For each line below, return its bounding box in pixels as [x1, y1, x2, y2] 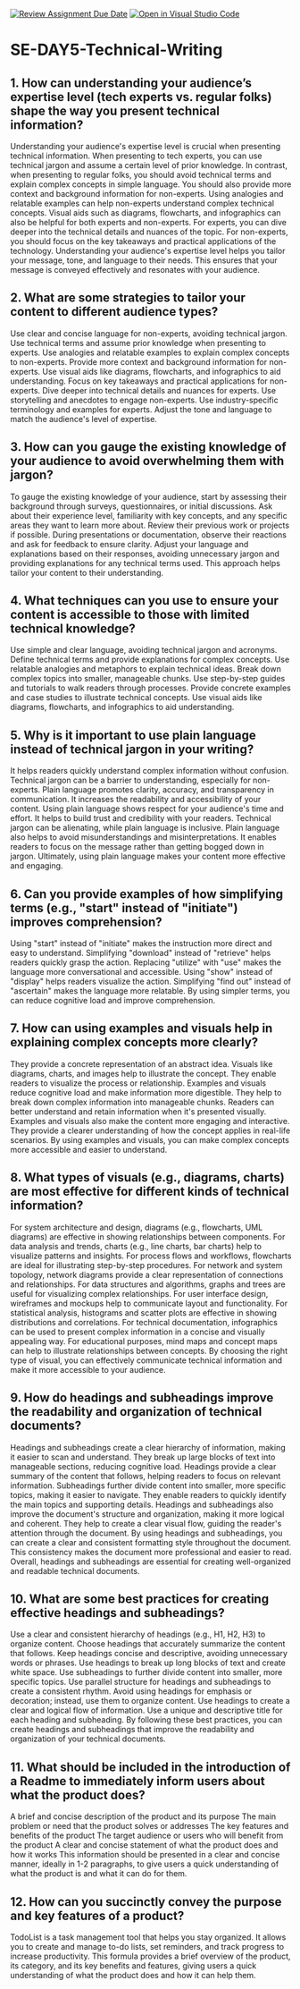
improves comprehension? [10, 914, 163, 929]
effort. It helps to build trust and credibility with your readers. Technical [10, 813, 271, 824]
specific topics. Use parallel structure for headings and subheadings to [10, 1677, 271, 1688]
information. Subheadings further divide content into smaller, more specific [10, 1480, 287, 1491]
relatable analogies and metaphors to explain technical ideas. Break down [10, 664, 282, 674]
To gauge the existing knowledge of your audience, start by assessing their [10, 491, 287, 502]
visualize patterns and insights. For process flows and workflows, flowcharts [10, 1250, 292, 1261]
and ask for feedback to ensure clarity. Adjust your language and [10, 538, 249, 549]
